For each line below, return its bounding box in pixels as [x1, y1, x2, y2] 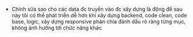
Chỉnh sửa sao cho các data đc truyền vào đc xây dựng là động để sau [11, 6, 183, 12]
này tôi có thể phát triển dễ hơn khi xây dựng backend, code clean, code [11, 12, 187, 19]
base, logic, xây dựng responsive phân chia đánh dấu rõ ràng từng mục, [11, 18, 186, 25]
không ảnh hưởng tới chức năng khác [11, 24, 102, 31]
